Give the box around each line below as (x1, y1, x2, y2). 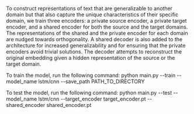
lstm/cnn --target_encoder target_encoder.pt (38, 95, 146, 102)
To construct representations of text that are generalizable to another (6, 5, 173, 12)
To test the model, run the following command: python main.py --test (6, 90, 172, 96)
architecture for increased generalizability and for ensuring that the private (6, 42, 186, 49)
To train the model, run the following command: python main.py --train (6, 72, 176, 79)
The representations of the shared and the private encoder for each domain (6, 30, 188, 37)
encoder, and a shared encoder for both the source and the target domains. (6, 23, 188, 30)
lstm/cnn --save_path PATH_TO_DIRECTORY (38, 78, 145, 85)
